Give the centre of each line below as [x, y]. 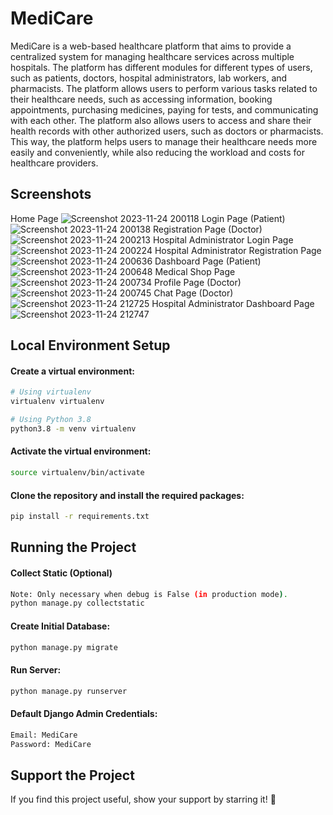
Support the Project [72, 775]
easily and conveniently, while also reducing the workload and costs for [157, 152]
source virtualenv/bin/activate [77, 473]
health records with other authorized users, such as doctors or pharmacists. [167, 131]
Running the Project [73, 547]
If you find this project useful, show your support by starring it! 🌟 [143, 799]
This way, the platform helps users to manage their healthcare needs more [164, 141]
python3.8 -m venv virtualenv [73, 428]
